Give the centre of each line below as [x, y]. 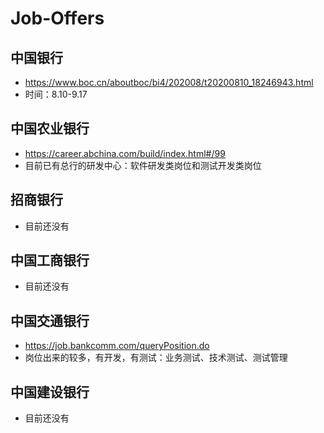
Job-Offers [57, 18]
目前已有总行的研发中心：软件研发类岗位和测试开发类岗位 [143, 165]
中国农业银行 [50, 128]
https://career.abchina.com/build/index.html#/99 [125, 153]
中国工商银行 [50, 260]
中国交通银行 [50, 320]
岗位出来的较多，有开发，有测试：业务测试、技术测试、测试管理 [156, 358]
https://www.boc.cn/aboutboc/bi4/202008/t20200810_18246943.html [169, 82]
